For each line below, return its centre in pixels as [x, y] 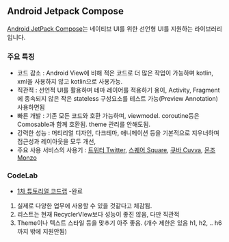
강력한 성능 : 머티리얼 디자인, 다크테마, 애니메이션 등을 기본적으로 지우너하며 [118, 133]
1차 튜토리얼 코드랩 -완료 [50, 191]
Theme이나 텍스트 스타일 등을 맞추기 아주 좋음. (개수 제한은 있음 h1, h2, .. [115, 223]
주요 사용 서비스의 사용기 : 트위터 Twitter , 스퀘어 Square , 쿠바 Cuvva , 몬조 [116, 150]
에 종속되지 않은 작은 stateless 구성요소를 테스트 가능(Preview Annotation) [118, 99]
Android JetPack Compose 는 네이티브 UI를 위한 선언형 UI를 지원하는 [100, 28]
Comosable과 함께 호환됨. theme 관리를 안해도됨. [84, 124]
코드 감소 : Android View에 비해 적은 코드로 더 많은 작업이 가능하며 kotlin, [115, 73]
